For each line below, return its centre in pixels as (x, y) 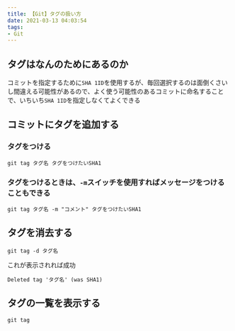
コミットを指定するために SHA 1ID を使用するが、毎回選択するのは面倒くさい (117, 83)
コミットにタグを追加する (63, 125)
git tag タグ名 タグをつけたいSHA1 (54, 163)
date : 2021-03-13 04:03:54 (47, 21)
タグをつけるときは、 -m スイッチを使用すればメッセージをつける (116, 182)
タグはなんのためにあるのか (68, 64)
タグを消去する (40, 233)
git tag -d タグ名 (33, 251)
